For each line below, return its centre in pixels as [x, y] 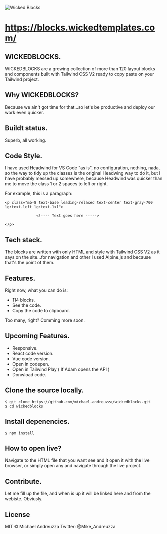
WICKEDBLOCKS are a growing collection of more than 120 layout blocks [80, 69]
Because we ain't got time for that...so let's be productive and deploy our [80, 107]
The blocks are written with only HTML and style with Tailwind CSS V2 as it [82, 252]
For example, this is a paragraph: [39, 194]
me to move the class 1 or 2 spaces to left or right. [57, 184]
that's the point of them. [30, 263]
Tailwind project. [22, 79]
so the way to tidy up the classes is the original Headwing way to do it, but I [83, 173]
